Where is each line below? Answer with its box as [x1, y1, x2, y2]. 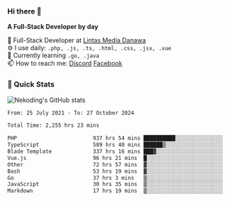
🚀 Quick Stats [7, 79, 55, 89]
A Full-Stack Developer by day [7, 23, 99, 31]
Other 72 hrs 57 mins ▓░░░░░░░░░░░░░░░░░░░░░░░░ [7, 161, 223, 168]
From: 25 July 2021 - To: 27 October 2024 [7, 109, 134, 116]
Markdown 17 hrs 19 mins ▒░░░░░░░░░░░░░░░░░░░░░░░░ [7, 188, 223, 195]
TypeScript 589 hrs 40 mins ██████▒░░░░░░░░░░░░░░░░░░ [7, 142, 223, 149]
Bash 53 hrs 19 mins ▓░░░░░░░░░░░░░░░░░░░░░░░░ [7, 168, 223, 175]
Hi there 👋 [7, 6, 42, 16]
